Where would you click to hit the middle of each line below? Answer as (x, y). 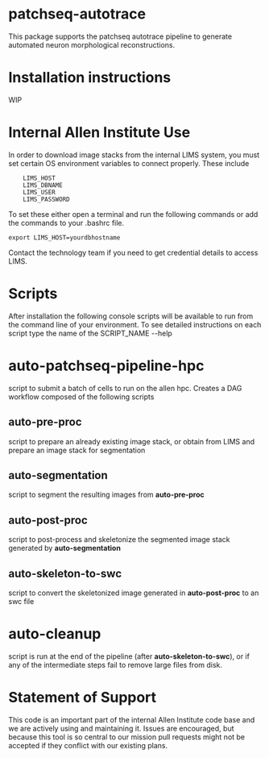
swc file (21, 601)
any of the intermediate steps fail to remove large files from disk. (116, 664)
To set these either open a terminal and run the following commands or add (133, 214)
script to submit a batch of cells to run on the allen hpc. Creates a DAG (125, 388)
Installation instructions (90, 78)
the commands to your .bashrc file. (66, 223)
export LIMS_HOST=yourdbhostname (64, 237)
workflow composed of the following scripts (81, 397)
